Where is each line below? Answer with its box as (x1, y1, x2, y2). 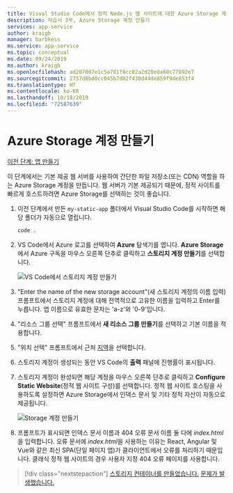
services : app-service (7, 23, 73, 30)
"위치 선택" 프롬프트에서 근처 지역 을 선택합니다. (17, 343, 146, 352)
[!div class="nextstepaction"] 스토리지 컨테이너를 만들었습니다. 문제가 (24, 469, 218, 478)
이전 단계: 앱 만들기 (7, 157, 59, 166)
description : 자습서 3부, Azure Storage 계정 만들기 (7, 17, 150, 24)
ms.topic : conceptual (7, 49, 70, 56)
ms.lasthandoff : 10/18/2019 (7, 95, 89, 102)
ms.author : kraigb (7, 62, 61, 69)
